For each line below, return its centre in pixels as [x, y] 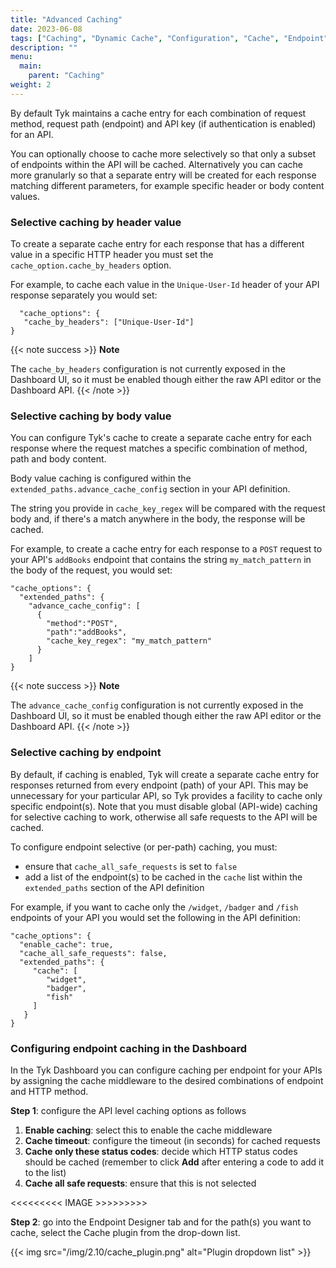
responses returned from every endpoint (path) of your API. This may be [159, 785]
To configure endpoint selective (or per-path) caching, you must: [144, 847]
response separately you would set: [84, 295]
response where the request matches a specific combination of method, [159, 448]
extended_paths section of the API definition [114, 887]
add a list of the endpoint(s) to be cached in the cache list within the [163, 877]
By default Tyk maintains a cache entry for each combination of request [158, 113]
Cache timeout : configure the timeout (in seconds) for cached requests [172, 1140]
